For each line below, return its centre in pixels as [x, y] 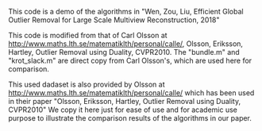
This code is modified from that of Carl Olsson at [88, 35]
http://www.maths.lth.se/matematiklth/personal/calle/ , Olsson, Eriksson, [126, 44]
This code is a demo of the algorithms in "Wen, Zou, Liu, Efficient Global [126, 12]
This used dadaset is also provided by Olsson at [87, 84]
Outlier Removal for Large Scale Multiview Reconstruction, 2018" [114, 20]
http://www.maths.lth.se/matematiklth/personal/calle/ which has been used [131, 93]
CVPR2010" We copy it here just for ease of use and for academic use [123, 110]
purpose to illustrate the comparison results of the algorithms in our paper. [130, 118]
